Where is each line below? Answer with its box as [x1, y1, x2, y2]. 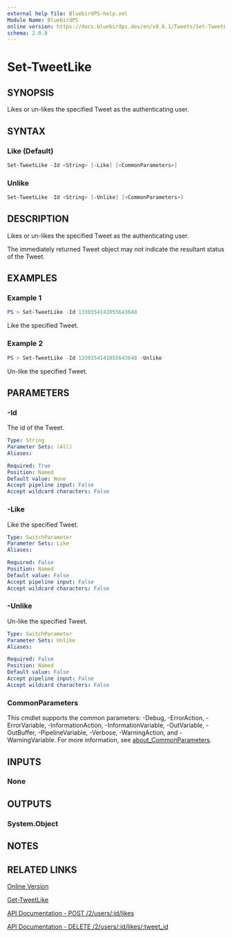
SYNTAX [7, 125, 46, 137]
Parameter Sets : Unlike [7, 637, 76, 644]
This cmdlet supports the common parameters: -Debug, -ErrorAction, [7, 714, 205, 722]
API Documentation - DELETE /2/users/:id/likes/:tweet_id [7, 922, 169, 931]
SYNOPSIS [7, 87, 55, 98]
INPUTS [7, 756, 41, 768]
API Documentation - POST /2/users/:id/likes [7, 909, 135, 917]
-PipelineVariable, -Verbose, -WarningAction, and [37, 728, 178, 737]
